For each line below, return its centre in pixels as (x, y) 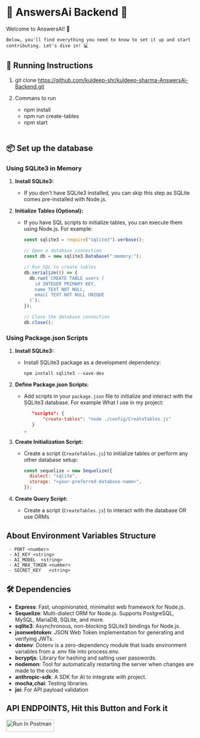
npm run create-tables (51, 116)
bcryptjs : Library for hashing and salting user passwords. (86, 658)
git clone (26, 80)
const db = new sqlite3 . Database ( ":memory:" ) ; (83, 256)
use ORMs (36, 517)
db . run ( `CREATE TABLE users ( (67, 278)
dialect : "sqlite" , (53, 476)
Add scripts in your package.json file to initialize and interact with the (108, 396)
